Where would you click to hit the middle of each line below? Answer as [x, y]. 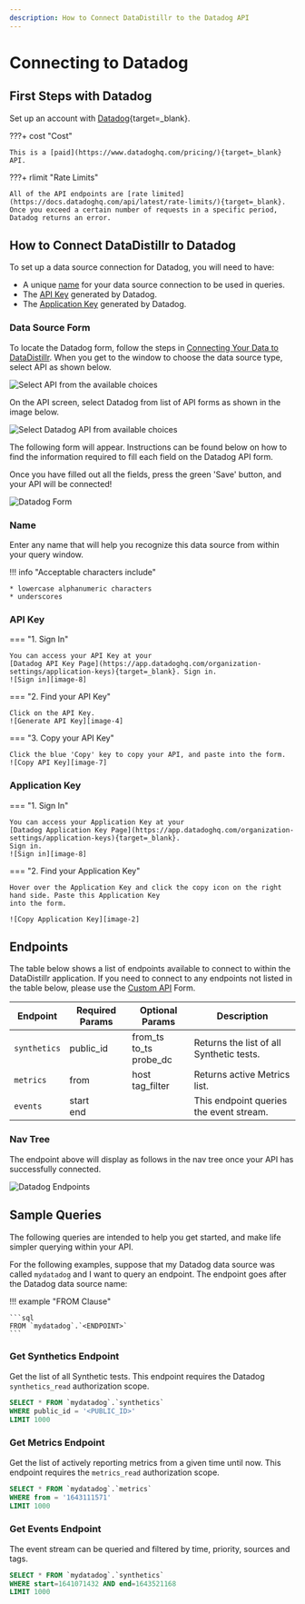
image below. [34, 412]
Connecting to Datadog [99, 62]
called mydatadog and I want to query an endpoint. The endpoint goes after [148, 1274]
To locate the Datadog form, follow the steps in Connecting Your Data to [144, 347]
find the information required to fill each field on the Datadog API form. [142, 456]
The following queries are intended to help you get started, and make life [145, 1237]
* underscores [36, 597]
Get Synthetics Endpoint [64, 1357]
